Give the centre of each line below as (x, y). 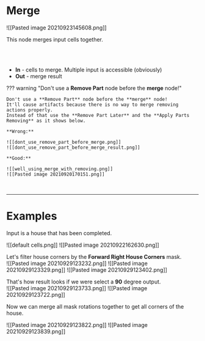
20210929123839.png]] (36, 331)
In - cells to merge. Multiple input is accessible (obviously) (88, 69)
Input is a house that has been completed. (59, 233)
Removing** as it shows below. (46, 121)
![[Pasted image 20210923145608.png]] (56, 28)
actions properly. (30, 110)
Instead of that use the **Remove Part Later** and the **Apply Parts (98, 115)
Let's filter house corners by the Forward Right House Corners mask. (94, 257)
